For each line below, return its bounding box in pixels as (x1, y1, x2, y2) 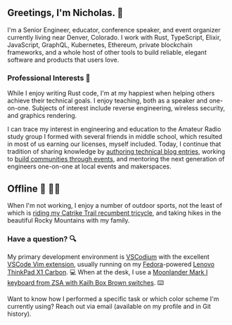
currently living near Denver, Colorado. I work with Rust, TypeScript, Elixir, (7, 33, 221, 41)
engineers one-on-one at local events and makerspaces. (7, 162, 172, 171)
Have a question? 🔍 (7, 234, 77, 244)
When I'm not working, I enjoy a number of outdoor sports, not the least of (7, 201, 223, 209)
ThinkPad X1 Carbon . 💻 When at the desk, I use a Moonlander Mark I (7, 268, 208, 277)
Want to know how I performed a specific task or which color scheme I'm (7, 295, 219, 303)
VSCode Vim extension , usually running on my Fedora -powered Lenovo (7, 260, 215, 269)
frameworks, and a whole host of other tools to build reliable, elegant (7, 48, 207, 56)
